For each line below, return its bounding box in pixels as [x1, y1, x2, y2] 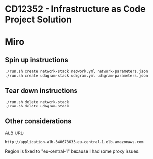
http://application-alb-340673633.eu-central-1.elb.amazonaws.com [5, 139, 144, 144]
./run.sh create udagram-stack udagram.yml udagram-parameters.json [5, 73, 148, 78]
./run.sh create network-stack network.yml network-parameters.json [5, 69, 148, 74]
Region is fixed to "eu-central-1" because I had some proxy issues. [5, 148, 140, 154]
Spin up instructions [5, 55, 69, 64]
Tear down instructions [5, 86, 77, 95]
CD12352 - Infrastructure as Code [5, 3, 146, 15]
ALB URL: [5, 130, 25, 136]
